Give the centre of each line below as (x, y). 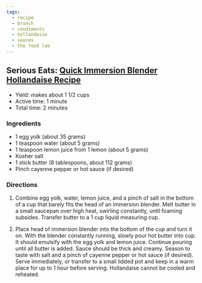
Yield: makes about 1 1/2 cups (52, 94)
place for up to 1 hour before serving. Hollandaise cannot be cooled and (105, 268)
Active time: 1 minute (41, 101)
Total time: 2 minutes (41, 108)
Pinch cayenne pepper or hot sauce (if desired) (74, 169)
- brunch (23, 23)
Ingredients (24, 124)
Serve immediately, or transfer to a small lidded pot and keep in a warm (104, 262)
